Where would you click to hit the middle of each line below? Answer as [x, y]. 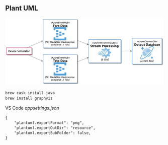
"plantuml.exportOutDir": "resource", [55, 128]
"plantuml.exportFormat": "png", [49, 123]
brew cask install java [30, 93]
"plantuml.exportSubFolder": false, [53, 133]
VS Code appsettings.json [32, 108]
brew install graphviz [29, 98]
